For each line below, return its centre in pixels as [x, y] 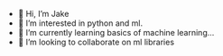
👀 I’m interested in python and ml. [80, 23]
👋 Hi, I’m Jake [43, 14]
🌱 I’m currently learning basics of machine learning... [116, 32]
